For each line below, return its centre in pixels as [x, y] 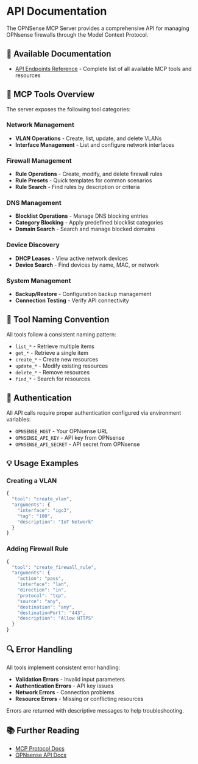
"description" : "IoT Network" [56, 522]
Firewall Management [39, 160]
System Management [39, 281]
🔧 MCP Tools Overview [51, 95]
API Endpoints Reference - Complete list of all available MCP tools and [103, 69]
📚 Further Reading [43, 731]
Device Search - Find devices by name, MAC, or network [87, 265]
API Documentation [57, 11]
